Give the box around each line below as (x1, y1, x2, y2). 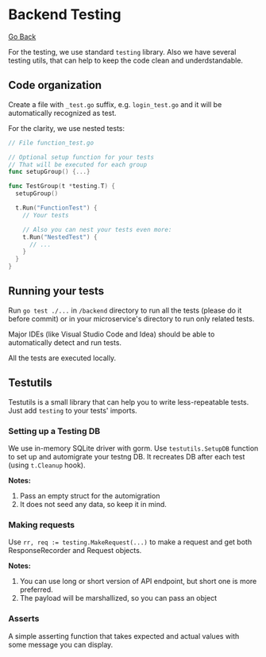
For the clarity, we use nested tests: (8, 123, 125, 133)
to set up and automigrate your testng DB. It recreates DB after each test (8, 451, 245, 461)
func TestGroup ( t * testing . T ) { (8, 182, 115, 190)
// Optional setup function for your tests (8, 153, 155, 161)
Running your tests (8, 284, 105, 298)
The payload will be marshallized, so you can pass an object (19, 594, 217, 603)
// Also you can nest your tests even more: (22, 225, 172, 233)
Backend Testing (8, 6, 121, 24)
